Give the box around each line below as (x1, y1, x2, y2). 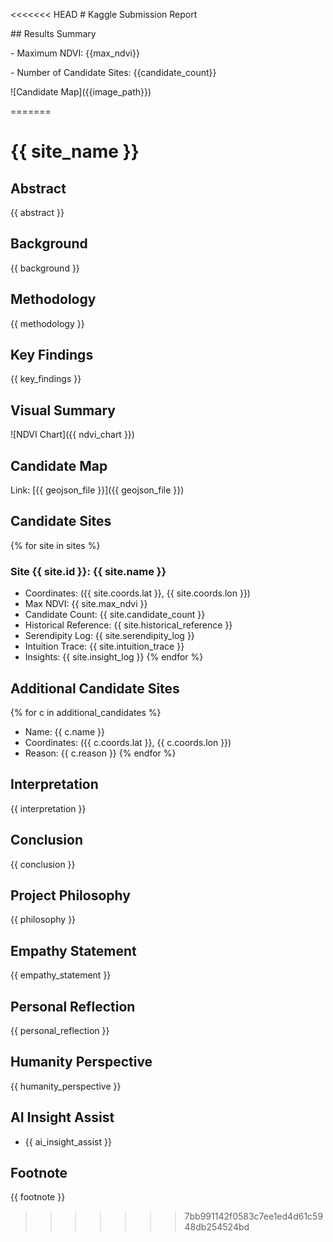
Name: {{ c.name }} (24, 725, 105, 738)
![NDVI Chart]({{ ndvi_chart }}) (10, 429, 135, 441)
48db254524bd (184, 1221, 250, 1233)
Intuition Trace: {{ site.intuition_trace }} (24, 640, 185, 653)
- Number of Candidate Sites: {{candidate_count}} (10, 67, 217, 78)
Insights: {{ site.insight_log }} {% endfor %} (24, 651, 204, 663)
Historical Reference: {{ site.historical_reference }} (24, 619, 233, 631)
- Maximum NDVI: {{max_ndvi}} (10, 47, 140, 59)
